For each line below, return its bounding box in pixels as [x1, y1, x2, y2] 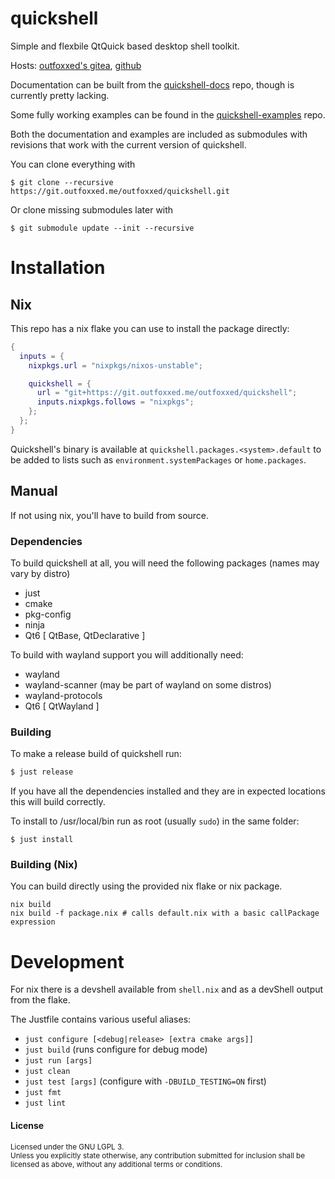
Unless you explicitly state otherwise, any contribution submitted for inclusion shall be [10, 1150, 306, 1161]
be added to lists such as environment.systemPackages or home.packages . [10, 453, 307, 466]
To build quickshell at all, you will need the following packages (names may [10, 557, 320, 569]
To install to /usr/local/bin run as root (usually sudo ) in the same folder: [10, 815, 300, 827]
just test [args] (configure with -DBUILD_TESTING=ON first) [24, 1075, 267, 1087]
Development [10, 950, 125, 973]
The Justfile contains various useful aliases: [10, 1013, 192, 1026]
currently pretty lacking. [10, 89, 110, 101]
